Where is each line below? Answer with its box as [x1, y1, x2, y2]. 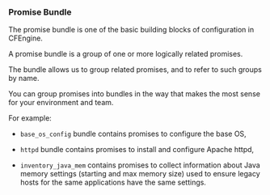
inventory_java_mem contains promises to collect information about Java [19, 160, 260, 170]
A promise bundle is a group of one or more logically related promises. [8, 49, 243, 59]
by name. [8, 74, 40, 83]
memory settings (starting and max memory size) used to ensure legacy [19, 169, 260, 179]
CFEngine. [8, 33, 43, 43]
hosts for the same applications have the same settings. [19, 177, 206, 188]
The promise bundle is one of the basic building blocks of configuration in [8, 25, 255, 35]
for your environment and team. [8, 98, 114, 108]
